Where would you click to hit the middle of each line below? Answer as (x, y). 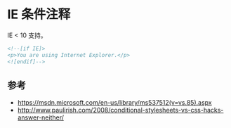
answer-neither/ (41, 117)
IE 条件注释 (39, 14)
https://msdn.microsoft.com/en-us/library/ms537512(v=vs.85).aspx (114, 103)
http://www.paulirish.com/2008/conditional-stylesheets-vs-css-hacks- (120, 110)
